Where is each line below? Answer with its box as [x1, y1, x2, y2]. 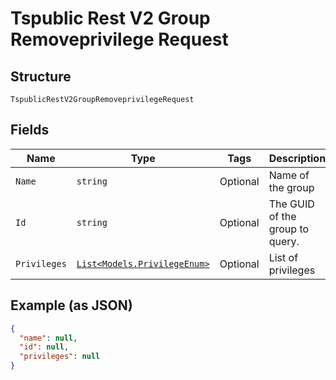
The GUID [268, 197, 315, 211]
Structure [10, 68, 72, 85]
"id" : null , [19, 342, 70, 352]
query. [268, 234, 300, 248]
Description [268, 151, 327, 165]
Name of [268, 168, 310, 182]
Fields [10, 122, 50, 139]
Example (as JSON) [10, 297, 133, 314]
